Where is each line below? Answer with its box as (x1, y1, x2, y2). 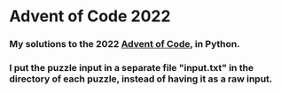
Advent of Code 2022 (9, 6, 171, 27)
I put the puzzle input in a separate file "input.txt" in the (9, 62, 254, 74)
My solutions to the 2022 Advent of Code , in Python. (9, 38, 241, 51)
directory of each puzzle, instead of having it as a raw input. (9, 73, 273, 85)
